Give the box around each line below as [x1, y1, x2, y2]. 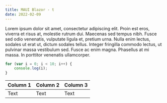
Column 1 [7, 82, 31, 89]
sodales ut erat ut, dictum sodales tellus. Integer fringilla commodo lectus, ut [5, 41, 162, 47]
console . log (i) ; [14, 66, 48, 71]
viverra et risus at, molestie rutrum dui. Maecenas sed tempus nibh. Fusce [5, 31, 157, 37]
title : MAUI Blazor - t [5, 7, 55, 12]
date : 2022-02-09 [5, 12, 41, 17]
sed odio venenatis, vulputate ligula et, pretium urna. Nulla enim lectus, [5, 36, 151, 42]
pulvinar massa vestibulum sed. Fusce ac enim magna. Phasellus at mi [5, 47, 149, 52]
